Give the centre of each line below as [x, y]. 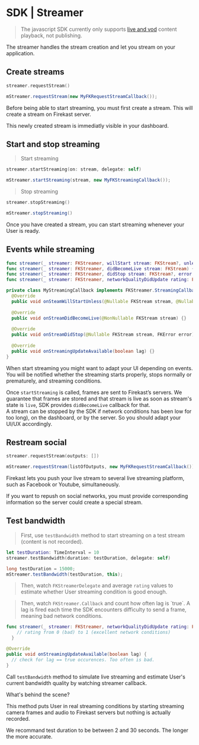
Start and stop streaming [53, 144]
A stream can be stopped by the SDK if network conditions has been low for [99, 411]
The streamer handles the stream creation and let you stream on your [91, 47]
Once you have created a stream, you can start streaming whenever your [95, 224]
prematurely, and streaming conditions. [54, 381]
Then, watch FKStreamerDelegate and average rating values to [97, 586]
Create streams [35, 72]
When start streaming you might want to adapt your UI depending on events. [99, 368]
